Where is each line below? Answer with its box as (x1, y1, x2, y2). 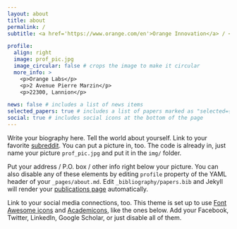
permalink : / (7, 23, 46, 30)
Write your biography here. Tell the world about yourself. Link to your (7, 133, 208, 142)
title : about (7, 17, 46, 24)
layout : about (7, 10, 49, 18)
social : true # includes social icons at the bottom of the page (7, 114, 203, 122)
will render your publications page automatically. (7, 185, 149, 193)
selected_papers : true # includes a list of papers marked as (7, 108, 194, 115)
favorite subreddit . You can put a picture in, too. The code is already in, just (7, 141, 226, 149)
